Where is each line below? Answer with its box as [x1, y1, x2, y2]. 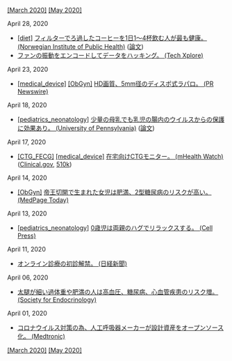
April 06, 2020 [7, 273, 49, 282]
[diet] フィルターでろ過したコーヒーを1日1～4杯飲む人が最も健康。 [17, 34, 207, 42]
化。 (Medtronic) [17, 332, 66, 340]
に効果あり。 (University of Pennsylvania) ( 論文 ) [17, 124, 155, 132]
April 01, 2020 [7, 309, 47, 317]
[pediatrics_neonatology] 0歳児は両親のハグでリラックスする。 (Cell [17, 224, 213, 232]
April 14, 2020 [7, 174, 47, 182]
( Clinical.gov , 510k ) [17, 160, 72, 168]
